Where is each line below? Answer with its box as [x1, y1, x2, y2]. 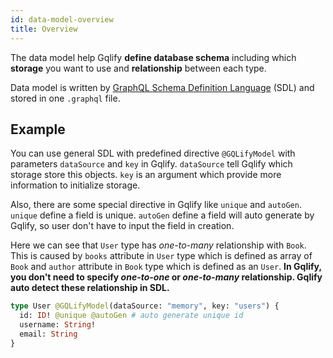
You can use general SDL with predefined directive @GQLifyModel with [10, 147, 296, 160]
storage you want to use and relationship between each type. [10, 62, 267, 74]
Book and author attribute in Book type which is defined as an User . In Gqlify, [10, 261, 322, 273]
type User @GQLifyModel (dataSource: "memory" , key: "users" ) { [10, 301, 280, 311]
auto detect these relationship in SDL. [10, 282, 170, 294]
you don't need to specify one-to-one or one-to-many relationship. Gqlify [10, 271, 323, 283]
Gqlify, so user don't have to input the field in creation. [10, 220, 235, 232]
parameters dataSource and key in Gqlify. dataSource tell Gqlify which [10, 158, 293, 170]
